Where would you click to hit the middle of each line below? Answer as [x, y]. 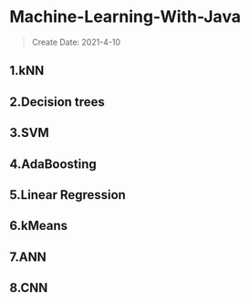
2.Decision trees [57, 102]
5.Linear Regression [67, 195]
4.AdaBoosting [53, 164]
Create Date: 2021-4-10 [76, 42]
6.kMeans [39, 226]
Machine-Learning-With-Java [125, 17]
